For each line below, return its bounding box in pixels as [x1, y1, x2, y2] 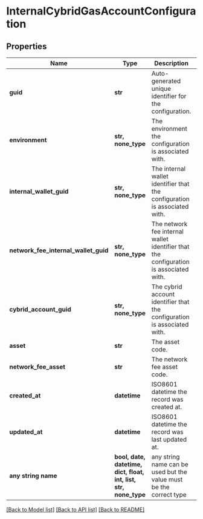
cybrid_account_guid [9, 305, 71, 313]
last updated [151, 436, 187, 443]
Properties [6, 41, 47, 51]
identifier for [151, 92, 187, 100]
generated [151, 77, 181, 85]
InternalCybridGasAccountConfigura [6, 4, 196, 18]
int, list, [114, 475, 136, 483]
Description [153, 59, 189, 67]
